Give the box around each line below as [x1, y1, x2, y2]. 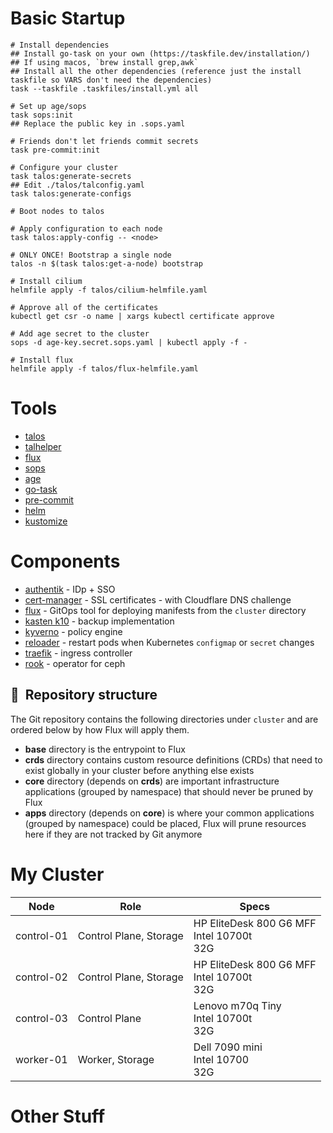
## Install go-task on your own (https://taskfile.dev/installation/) [10, 48, 311, 59]
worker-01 [15, 1052, 68, 1066]
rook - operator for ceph [24, 657, 126, 669]
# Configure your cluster [10, 162, 118, 172]
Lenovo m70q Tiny [193, 998, 282, 1012]
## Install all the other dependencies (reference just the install [10, 66, 302, 76]
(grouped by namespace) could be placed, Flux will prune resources [24, 817, 307, 829]
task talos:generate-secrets [10, 171, 132, 181]
